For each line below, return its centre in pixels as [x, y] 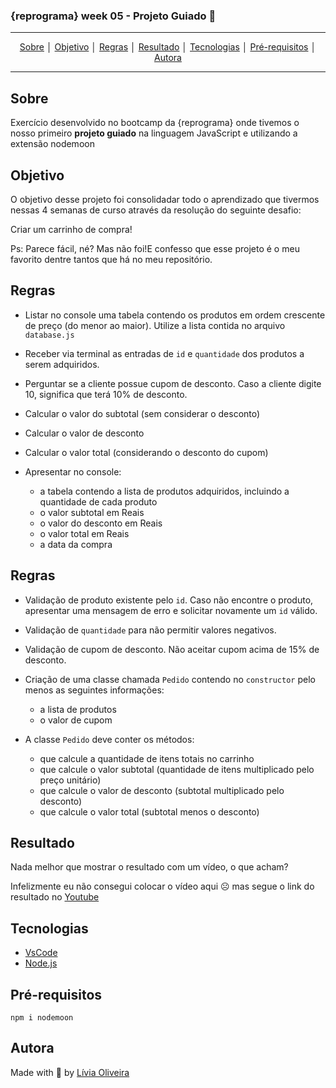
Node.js [41, 963]
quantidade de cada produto [98, 501]
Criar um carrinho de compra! [71, 229]
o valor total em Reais [84, 533]
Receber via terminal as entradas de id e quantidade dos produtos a [164, 353]
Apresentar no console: [73, 471]
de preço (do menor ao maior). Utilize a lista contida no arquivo [155, 325]
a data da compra [76, 544]
